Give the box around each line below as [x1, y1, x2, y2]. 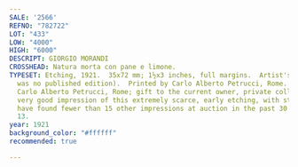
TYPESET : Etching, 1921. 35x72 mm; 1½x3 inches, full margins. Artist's [9, 71, 292, 80]
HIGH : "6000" [9, 46, 58, 55]
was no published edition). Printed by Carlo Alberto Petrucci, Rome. [17, 79, 288, 88]
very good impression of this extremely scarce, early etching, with [17, 95, 279, 105]
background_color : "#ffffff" [9, 129, 117, 138]
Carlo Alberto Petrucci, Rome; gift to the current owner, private [17, 87, 272, 96]
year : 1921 [9, 121, 50, 130]
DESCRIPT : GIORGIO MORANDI [9, 54, 109, 63]
